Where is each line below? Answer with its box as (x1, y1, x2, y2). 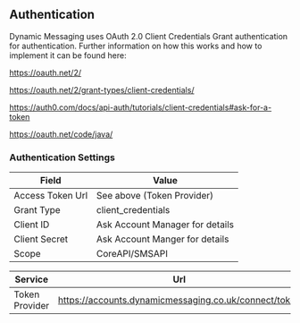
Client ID (13, 218, 50, 231)
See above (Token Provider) (96, 190, 214, 202)
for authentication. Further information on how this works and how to (9, 40, 262, 51)
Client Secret (13, 233, 69, 245)
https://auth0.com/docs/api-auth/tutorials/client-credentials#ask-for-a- (9, 102, 272, 113)
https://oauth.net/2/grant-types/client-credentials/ (9, 84, 195, 95)
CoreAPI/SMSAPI (96, 248, 168, 260)
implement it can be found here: (9, 49, 127, 61)
